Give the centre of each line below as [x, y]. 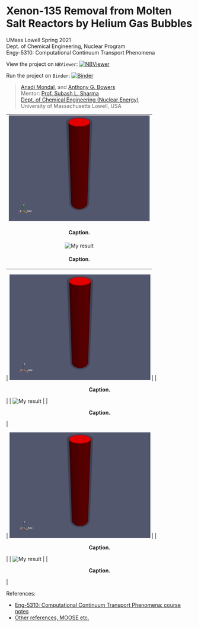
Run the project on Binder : [38, 75]
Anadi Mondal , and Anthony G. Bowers [68, 87]
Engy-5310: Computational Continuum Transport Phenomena [81, 52]
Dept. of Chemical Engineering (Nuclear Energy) [80, 100]
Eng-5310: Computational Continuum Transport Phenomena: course [98, 605]
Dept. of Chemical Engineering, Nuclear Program [66, 46]
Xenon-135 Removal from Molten [89, 11]
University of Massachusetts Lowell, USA [71, 106]
